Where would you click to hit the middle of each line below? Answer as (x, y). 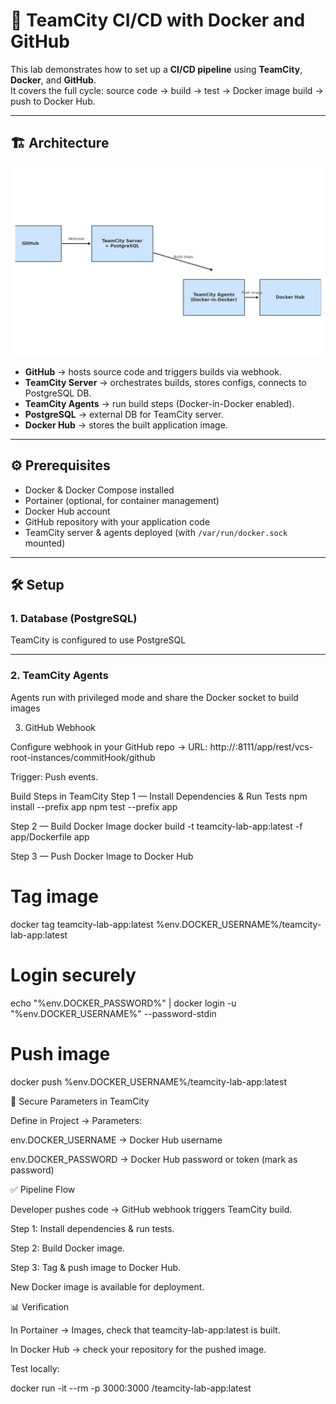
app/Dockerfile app (50, 836)
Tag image (54, 896)
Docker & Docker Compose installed (99, 490)
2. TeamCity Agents (59, 676)
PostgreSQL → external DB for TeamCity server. (124, 414)
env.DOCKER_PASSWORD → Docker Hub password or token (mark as (154, 1159)
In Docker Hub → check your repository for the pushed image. (138, 1349)
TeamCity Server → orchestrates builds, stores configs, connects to (165, 382)
